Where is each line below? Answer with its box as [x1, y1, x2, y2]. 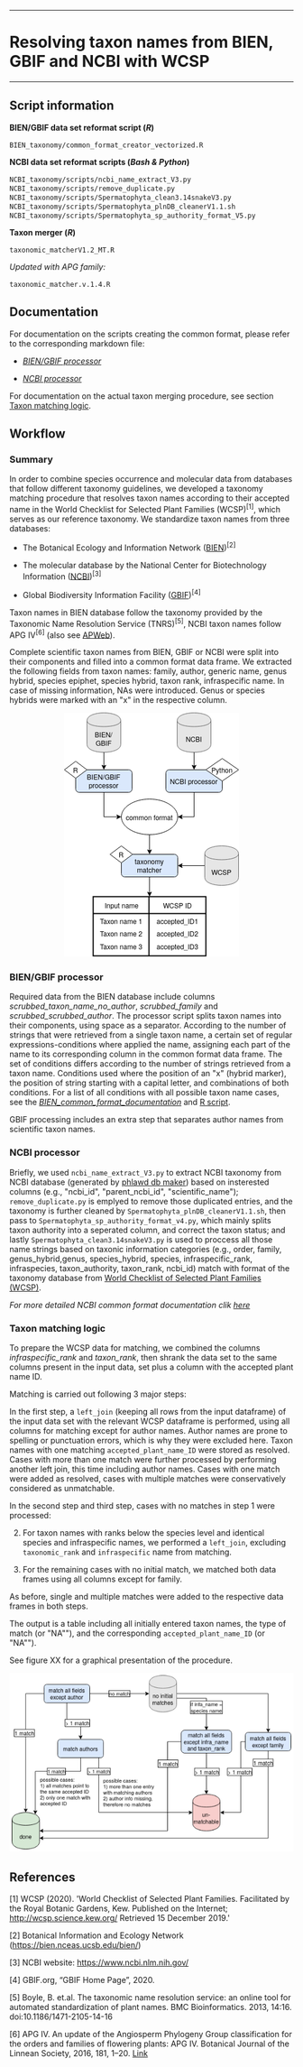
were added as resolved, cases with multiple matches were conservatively [9, 1473, 287, 1484]
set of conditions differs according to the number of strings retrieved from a [9, 1058, 291, 1069]
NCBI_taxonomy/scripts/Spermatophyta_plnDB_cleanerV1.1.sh [9, 202, 236, 211]
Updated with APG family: [9, 261, 106, 272]
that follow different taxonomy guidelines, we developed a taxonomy [9, 484, 263, 494]
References [9, 1869, 76, 1885]
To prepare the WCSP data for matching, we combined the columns [9, 1343, 261, 1353]
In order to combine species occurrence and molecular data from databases [9, 474, 293, 484]
